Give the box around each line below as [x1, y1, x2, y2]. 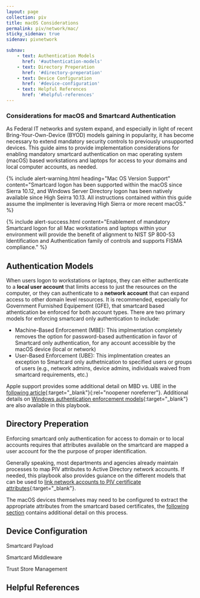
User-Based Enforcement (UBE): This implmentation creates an [14, 352, 171, 359]
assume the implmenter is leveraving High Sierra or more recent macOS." [6, 200, 186, 208]
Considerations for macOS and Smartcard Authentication [6, 111, 176, 120]
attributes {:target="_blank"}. [6, 484, 76, 492]
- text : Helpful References [17, 86, 87, 93]
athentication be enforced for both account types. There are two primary [6, 309, 185, 316]
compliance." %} [6, 243, 48, 251]
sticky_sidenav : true [6, 31, 60, 37]
